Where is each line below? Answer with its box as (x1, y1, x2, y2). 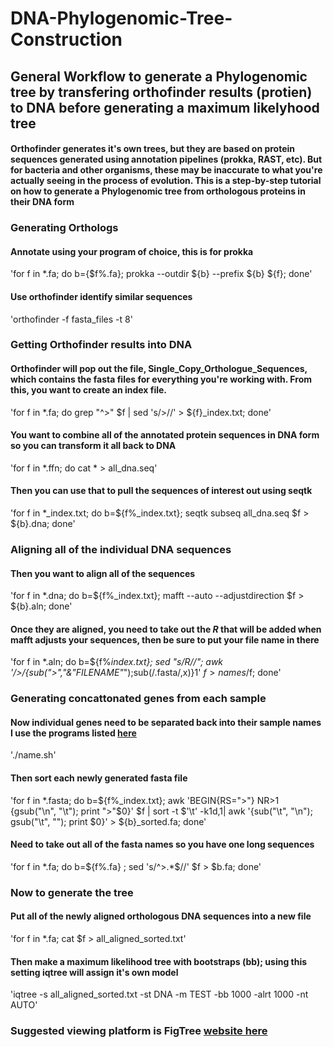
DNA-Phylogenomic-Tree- (10, 7, 233, 30)
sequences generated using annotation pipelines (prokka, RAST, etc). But (10, 153, 323, 166)
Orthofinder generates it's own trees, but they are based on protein (10, 143, 296, 155)
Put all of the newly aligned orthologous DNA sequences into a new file (10, 910, 312, 922)
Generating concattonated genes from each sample (10, 692, 267, 706)
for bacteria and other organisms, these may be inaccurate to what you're (10, 164, 323, 176)
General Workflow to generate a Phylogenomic (10, 68, 308, 85)
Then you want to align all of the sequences (10, 567, 196, 579)
